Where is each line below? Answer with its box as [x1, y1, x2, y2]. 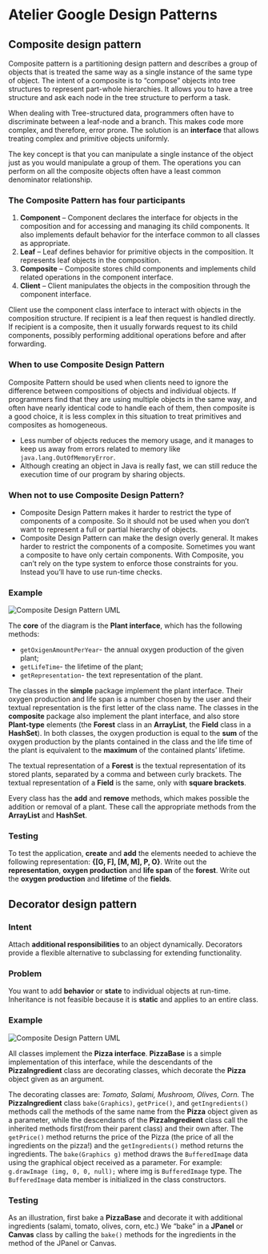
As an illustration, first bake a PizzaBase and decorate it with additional [8, 1213, 243, 1223]
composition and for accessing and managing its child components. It [19, 222, 250, 231]
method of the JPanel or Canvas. [8, 1239, 118, 1248]
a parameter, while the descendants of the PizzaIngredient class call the [8, 1115, 248, 1124]
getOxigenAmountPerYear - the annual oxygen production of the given [19, 645, 244, 654]
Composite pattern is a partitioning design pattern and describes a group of [8, 58, 258, 68]
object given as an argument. [8, 1074, 105, 1083]
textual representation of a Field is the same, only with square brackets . [8, 778, 246, 788]
